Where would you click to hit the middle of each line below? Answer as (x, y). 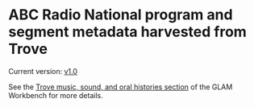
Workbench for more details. (56, 95)
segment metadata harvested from (128, 32)
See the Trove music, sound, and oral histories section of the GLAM (121, 87)
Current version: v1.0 (43, 71)
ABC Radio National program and (121, 15)
